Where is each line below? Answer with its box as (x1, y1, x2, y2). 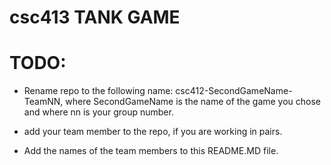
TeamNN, (23, 96, 64, 108)
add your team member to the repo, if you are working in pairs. (23, 126, 283, 138)
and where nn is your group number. (23, 106, 174, 118)
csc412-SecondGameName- (175, 85, 293, 97)
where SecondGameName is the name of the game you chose (65, 96, 322, 108)
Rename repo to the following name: (23, 85, 174, 97)
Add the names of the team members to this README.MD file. (23, 145, 279, 157)
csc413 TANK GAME (9, 6, 181, 29)
